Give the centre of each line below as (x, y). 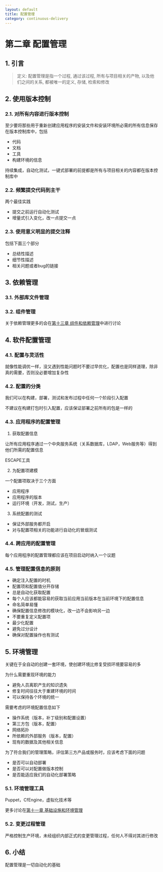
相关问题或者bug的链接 (35, 265)
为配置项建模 (25, 470)
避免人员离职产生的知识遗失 (40, 685)
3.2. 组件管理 (20, 312)
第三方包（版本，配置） (35, 724)
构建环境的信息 (27, 160)
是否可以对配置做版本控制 (38, 768)
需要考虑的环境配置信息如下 (33, 707)
